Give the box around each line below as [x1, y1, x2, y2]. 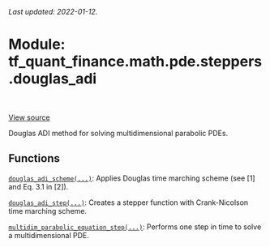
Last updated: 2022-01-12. [8, 7, 98, 16]
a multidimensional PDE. [8, 230, 89, 240]
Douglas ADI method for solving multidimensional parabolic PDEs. [8, 128, 229, 138]
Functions [8, 151, 61, 165]
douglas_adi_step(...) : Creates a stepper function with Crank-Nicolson [8, 198, 249, 207]
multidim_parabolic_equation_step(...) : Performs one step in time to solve [8, 222, 262, 232]
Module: [8, 36, 66, 53]
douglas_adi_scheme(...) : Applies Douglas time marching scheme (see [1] [8, 173, 255, 183]
